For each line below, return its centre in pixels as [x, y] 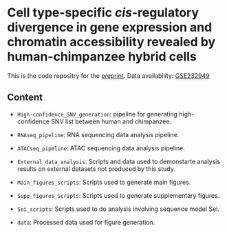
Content [25, 98]
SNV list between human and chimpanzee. [111, 121]
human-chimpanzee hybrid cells [102, 57]
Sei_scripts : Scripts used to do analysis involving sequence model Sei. [118, 209]
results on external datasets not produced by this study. [96, 169]
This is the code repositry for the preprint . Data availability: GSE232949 [108, 75]
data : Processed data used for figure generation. [86, 222]
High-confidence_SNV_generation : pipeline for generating [97, 114]
